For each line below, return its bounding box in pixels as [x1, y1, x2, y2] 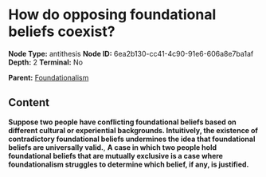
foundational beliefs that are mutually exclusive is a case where [8, 151, 223, 160]
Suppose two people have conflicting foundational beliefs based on [8, 117, 237, 127]
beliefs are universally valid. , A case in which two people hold [8, 142, 217, 152]
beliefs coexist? [8, 22, 115, 41]
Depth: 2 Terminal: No [8, 57, 84, 67]
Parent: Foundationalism [8, 73, 89, 82]
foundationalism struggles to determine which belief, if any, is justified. [8, 159, 249, 169]
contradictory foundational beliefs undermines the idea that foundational [8, 134, 256, 144]
